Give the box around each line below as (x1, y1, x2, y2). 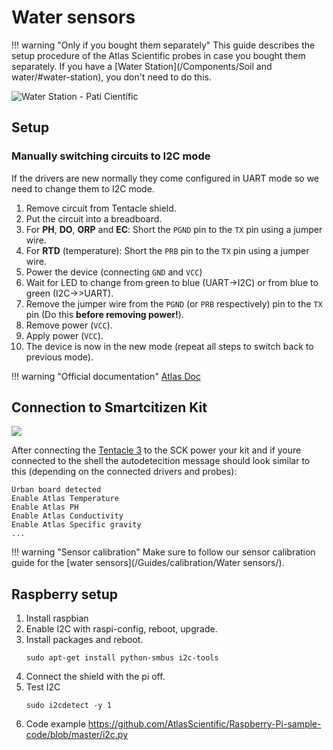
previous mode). (25, 351, 94, 363)
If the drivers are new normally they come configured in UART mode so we (11, 172, 319, 184)
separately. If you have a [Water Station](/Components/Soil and (11, 60, 273, 72)
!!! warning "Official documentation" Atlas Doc (11, 370, 201, 382)
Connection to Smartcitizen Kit (11, 399, 208, 416)
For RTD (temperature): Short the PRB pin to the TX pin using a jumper (25, 244, 310, 256)
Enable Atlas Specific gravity (11, 520, 142, 530)
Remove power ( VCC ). (25, 319, 113, 331)
